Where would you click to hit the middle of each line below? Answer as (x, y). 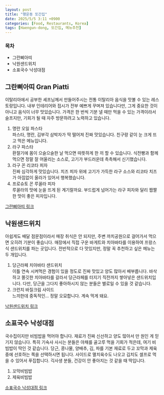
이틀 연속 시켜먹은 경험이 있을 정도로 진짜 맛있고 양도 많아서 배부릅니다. (80, 271)
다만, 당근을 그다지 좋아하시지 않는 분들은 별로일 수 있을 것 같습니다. (87, 283)
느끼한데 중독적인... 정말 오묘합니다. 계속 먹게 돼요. (60, 296)
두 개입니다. (16, 255)
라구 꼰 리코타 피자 (30, 166)
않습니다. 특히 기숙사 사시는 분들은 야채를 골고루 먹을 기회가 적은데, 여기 (82, 342)
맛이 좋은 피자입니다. (37, 196)
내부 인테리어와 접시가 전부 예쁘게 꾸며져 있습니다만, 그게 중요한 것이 (93, 106)
